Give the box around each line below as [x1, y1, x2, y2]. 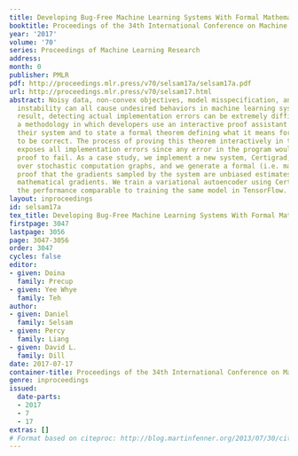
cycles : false [9, 252, 62, 262]
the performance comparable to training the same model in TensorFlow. [17, 186, 288, 195]
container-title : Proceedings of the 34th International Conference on [9, 367, 279, 377]
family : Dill [17, 351, 66, 360]
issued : [9, 384, 38, 393]
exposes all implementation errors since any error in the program [17, 145, 272, 153]
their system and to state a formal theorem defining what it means [17, 129, 276, 138]
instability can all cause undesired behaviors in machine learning [17, 104, 276, 113]
